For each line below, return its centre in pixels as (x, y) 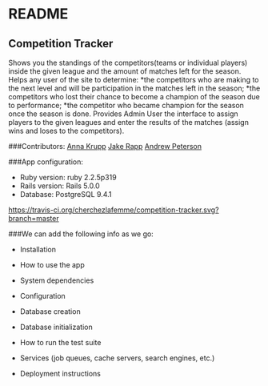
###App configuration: (46, 162)
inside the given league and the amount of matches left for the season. (125, 71)
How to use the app (52, 265)
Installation (38, 249)
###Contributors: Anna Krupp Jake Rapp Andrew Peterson (105, 146)
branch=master (34, 218)
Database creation (50, 312)
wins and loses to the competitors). (66, 131)
